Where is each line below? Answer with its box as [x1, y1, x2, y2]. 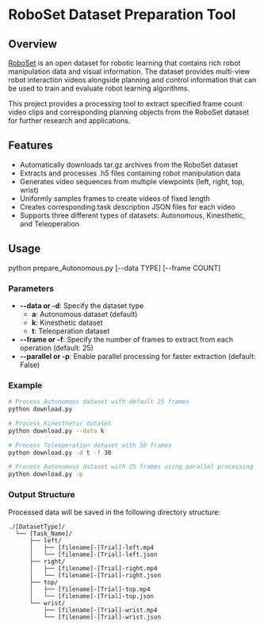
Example [8, 380, 43, 391]
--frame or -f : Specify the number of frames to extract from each [19, 334, 234, 344]
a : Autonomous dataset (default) [31, 309, 138, 318]
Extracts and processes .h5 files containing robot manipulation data [19, 168, 241, 178]
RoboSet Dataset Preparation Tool [8, 6, 236, 24]
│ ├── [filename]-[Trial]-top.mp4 [29, 585, 151, 593]
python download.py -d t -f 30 [8, 449, 112, 457]
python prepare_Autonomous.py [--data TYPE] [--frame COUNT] [8, 263, 221, 272]
